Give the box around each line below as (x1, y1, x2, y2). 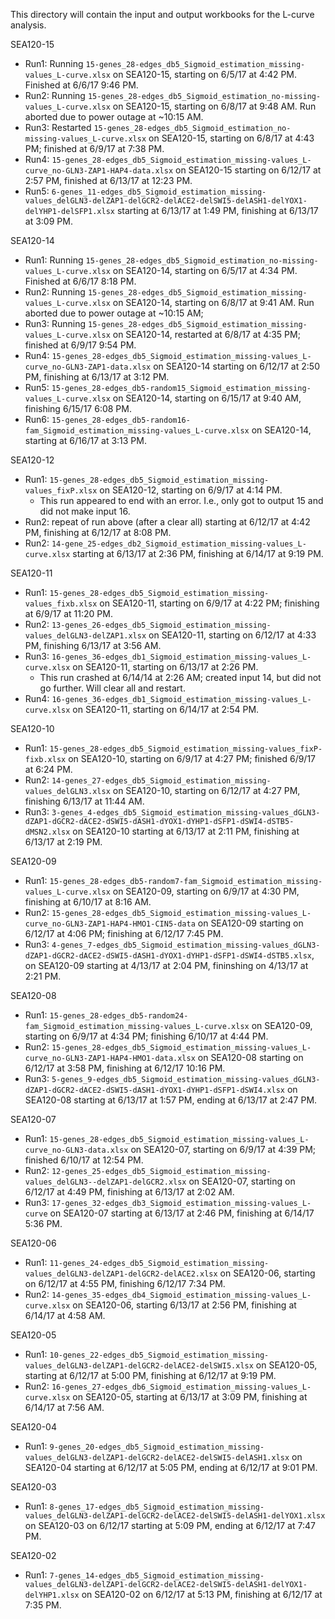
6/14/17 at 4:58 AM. (24, 1310, 106, 1321)
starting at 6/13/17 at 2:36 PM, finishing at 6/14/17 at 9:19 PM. (72, 548, 324, 559)
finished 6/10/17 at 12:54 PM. (24, 1154, 144, 1166)
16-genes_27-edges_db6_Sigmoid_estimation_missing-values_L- (51, 1382, 312, 1392)
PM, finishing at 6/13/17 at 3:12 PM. (24, 371, 170, 383)
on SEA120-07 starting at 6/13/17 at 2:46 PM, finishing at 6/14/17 (49, 1207, 315, 1219)
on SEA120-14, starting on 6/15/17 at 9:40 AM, (112, 392, 302, 404)
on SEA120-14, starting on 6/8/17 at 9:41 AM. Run (112, 297, 315, 308)
